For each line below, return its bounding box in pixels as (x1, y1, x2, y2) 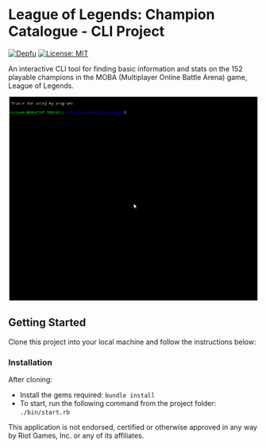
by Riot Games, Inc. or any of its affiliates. (8, 431, 145, 441)
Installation (8, 357, 53, 368)
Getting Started (8, 316, 87, 330)
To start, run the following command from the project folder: (19, 399, 217, 408)
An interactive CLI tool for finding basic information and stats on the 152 (8, 63, 244, 73)
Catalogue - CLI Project (8, 22, 165, 40)
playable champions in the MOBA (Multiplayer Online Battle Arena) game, (8, 72, 248, 82)
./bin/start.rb (19, 408, 71, 417)
